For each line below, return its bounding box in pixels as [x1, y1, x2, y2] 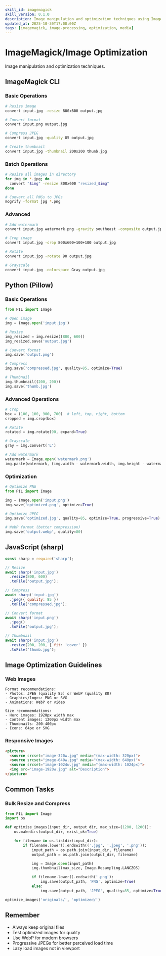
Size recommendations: [5, 709, 52, 714]
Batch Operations [5, 160, 48, 167]
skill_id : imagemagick [5, 7, 52, 12]
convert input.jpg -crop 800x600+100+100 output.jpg [5, 240, 116, 245]
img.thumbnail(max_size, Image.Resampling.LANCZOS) [31, 865, 140, 871]
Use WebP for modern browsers [12, 935, 78, 941]
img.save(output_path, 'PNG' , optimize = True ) [40, 879, 136, 884]
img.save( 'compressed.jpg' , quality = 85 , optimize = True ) [5, 366, 123, 371]
